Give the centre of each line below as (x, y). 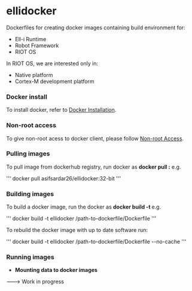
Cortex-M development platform (54, 81)
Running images (31, 257)
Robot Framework (37, 45)
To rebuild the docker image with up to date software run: (77, 230)
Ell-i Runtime (31, 39)
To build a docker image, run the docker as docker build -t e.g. (84, 207)
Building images (30, 194)
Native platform (34, 75)
